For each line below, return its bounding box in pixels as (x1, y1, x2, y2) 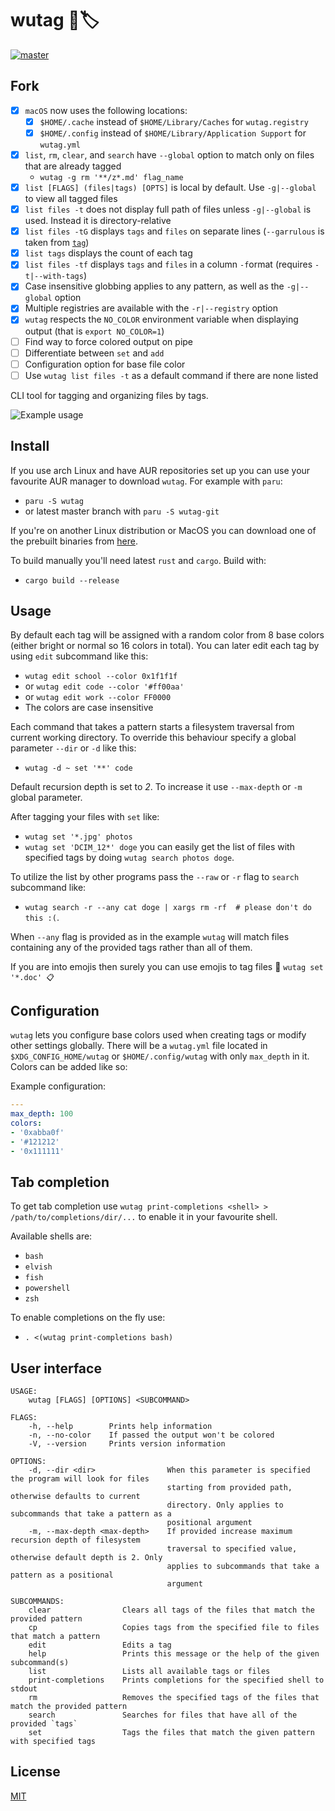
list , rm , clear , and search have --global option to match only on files (24, 148, 315, 161)
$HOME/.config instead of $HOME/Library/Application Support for (39, 127, 307, 139)
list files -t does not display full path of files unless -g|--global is (24, 203, 312, 216)
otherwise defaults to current (10, 1492, 141, 1502)
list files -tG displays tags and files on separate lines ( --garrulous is (24, 225, 325, 237)
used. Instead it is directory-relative (24, 215, 172, 227)
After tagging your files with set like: (10, 811, 160, 823)
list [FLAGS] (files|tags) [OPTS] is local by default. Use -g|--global (24, 182, 317, 193)
